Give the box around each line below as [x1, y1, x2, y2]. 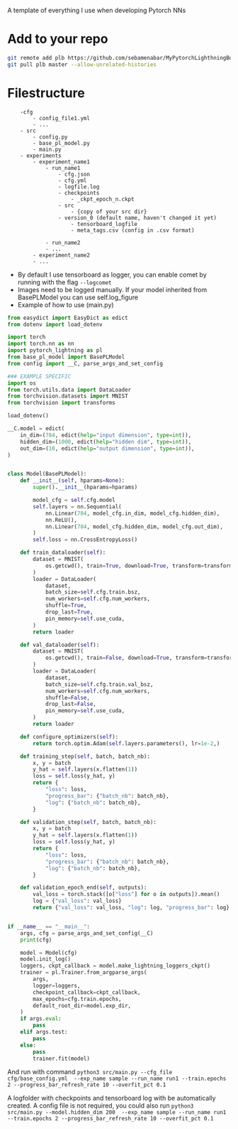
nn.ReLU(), [45, 516, 78, 523]
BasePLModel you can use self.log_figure [17, 293, 139, 301]
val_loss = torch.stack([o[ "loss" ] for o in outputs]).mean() [33, 891, 220, 898]
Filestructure [7, 85, 85, 101]
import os [7, 380, 37, 387]
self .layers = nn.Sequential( [33, 503, 122, 510]
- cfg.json [57, 171, 91, 178]
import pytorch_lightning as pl [7, 347, 103, 354]
